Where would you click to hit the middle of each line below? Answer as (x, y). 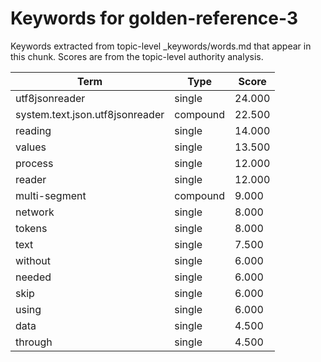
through (34, 342)
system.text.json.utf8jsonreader (90, 114)
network (35, 212)
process (34, 163)
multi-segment (51, 195)
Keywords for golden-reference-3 (154, 18)
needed (33, 277)
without (33, 260)
